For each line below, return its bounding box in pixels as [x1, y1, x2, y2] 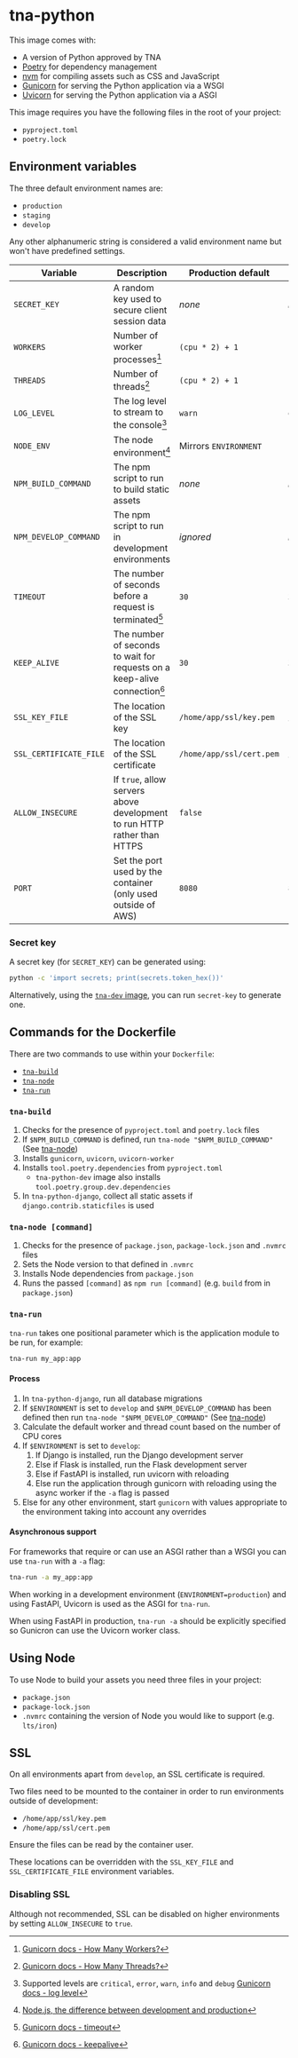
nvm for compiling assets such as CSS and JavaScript [21, 70, 220, 81]
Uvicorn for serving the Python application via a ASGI [21, 90, 217, 100]
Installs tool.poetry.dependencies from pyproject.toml [21, 1162, 223, 1173]
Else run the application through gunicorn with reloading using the [35, 1477, 278, 1488]
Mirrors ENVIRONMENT [178, 440, 263, 453]
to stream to [113, 406, 164, 418]
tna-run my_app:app [9, 1354, 82, 1363]
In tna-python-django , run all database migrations [21, 1393, 203, 1404]
